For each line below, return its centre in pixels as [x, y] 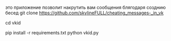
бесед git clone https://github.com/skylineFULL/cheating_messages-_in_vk [84, 13]
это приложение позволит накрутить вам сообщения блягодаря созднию [86, 7]
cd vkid [13, 23]
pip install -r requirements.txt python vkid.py [52, 33]
